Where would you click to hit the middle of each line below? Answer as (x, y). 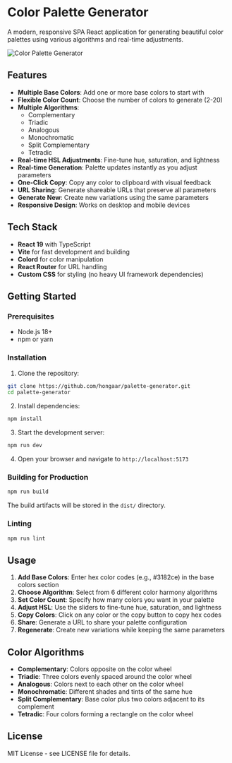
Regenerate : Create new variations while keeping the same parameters (121, 630)
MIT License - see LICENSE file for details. (69, 753)
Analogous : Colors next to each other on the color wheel (100, 684)
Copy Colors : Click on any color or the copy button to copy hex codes (120, 615)
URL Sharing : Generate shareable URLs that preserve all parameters (117, 190)
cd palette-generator (39, 393)
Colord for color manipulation (60, 259)
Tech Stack (32, 227)
